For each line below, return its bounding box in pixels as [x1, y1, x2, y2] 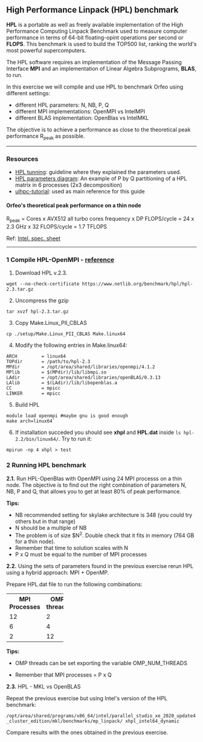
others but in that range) [14, 518, 76, 525]
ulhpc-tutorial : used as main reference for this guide [14, 187, 145, 195]
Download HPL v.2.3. [14, 269, 68, 276]
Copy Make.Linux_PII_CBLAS [14, 319, 88, 327]
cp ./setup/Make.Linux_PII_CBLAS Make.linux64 [6, 331, 126, 337]
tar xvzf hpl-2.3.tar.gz [6, 309, 69, 315]
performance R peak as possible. [6, 132, 85, 141]
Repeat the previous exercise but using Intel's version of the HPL [6, 695, 168, 702]
